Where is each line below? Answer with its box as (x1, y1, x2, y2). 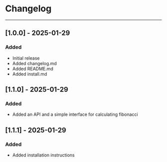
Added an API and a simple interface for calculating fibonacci (12, 111, 138, 117)
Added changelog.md (12, 60, 57, 66)
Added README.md (12, 66, 54, 72)
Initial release (12, 55, 40, 61)
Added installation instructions (12, 152, 75, 158)
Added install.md (12, 71, 47, 77)
